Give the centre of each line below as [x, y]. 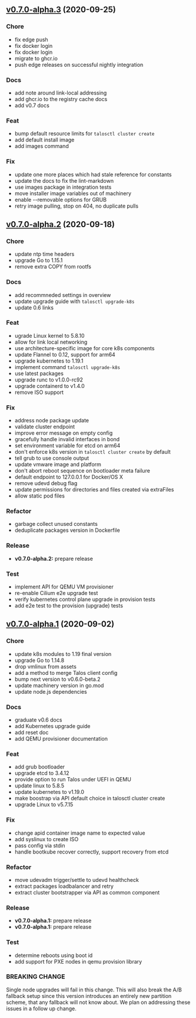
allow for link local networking [51, 342]
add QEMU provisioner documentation [61, 739]
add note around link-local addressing [61, 93]
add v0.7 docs [32, 105]
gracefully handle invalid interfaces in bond [67, 439]
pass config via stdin [40, 845]
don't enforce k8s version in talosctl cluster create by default [92, 452]
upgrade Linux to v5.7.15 [44, 804]
